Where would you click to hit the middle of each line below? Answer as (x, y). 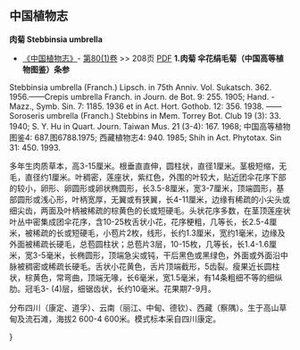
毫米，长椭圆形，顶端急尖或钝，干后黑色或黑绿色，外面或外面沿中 (167, 255)
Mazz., (22, 106)
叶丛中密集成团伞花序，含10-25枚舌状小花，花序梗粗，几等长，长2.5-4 (139, 221)
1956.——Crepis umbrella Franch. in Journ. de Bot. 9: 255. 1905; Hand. (139, 96)
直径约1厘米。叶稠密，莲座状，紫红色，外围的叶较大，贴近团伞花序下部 (155, 177)
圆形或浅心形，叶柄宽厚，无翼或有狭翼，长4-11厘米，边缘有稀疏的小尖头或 (153, 199)
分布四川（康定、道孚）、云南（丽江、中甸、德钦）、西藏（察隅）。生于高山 (144, 307)
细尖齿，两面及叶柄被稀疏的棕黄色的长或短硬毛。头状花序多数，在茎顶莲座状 (150, 210)
